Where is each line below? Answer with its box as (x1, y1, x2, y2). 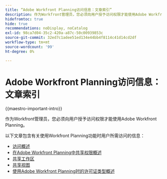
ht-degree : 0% (5, 49, 35, 54)
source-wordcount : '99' (5, 44, 55, 49)
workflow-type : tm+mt (5, 40, 50, 45)
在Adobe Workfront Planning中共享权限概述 (12, 150, 102, 156)
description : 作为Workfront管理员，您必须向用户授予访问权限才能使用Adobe (5, 12, 147, 17)
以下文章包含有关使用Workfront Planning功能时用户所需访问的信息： (5, 133, 145, 139)
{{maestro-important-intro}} (5, 106, 63, 112)
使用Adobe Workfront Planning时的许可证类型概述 (12, 168, 115, 175)
